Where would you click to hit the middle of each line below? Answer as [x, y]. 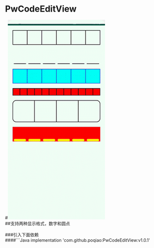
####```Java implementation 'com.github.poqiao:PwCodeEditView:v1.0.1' [77, 240]
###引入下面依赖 [22, 234]
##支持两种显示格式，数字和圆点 [38, 223]
